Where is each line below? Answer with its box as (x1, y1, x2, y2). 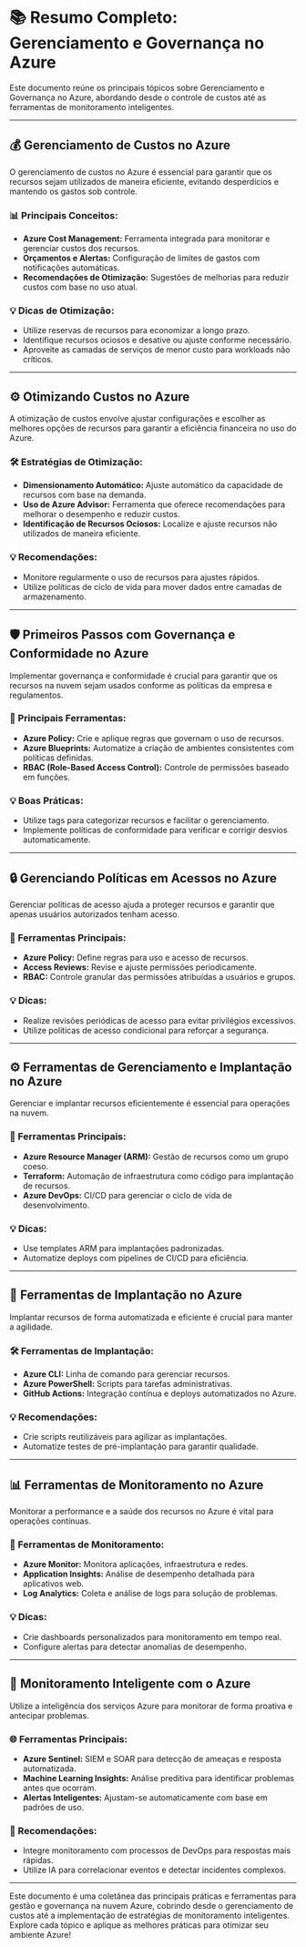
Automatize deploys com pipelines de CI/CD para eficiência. (22, 1252, 249, 1263)
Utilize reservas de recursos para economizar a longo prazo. (22, 325, 250, 336)
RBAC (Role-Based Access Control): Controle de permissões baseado (22, 761, 290, 772)
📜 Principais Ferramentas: (9, 712, 127, 725)
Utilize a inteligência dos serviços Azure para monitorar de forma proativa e (9, 1700, 293, 1711)
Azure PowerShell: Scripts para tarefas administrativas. (22, 1379, 233, 1390)
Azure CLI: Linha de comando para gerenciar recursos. (22, 1369, 230, 1380)
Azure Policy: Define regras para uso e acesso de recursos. (22, 953, 249, 963)
